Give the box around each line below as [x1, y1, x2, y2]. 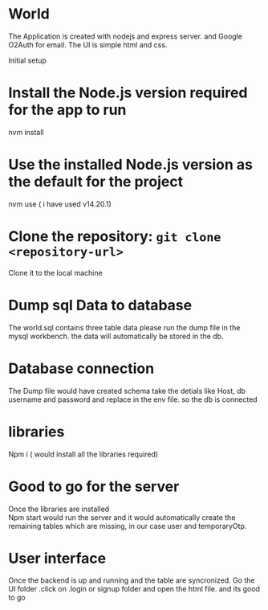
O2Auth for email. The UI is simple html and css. [8, 39, 168, 49]
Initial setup [8, 55, 47, 65]
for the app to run [8, 101, 127, 119]
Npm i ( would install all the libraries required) [8, 449, 159, 459]
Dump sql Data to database [8, 296, 193, 314]
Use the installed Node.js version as [8, 156, 253, 174]
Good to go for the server [8, 477, 180, 495]
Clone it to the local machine [8, 268, 103, 277]
